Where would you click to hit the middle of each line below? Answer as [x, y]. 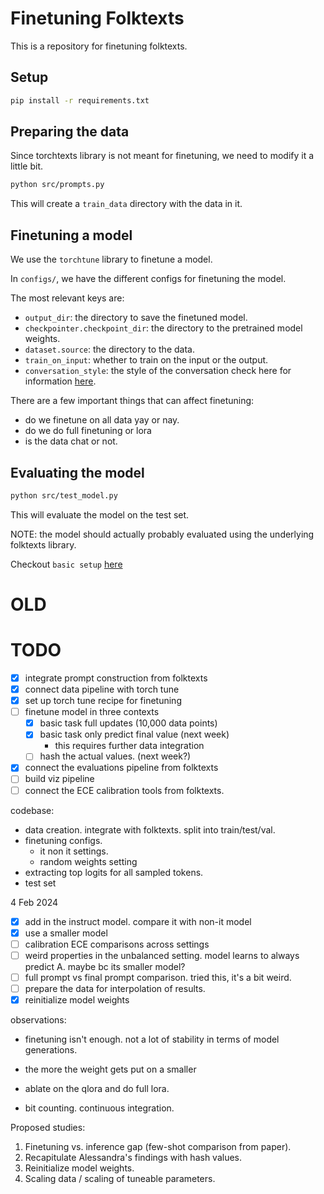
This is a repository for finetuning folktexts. [99, 46]
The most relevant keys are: [67, 298]
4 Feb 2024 [34, 902]
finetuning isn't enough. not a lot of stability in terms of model [152, 1039]
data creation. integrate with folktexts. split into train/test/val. [150, 829]
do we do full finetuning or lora [88, 431]
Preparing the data [70, 132]
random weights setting [88, 861]
